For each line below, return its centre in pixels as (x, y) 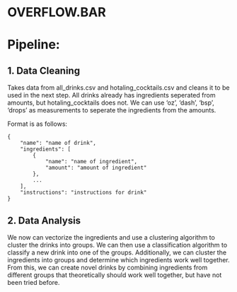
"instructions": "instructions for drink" (83, 193)
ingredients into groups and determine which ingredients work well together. (118, 260)
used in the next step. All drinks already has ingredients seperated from (111, 95)
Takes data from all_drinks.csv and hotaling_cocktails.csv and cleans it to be (118, 88)
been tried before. (34, 282)
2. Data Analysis (44, 220)
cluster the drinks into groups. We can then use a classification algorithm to (117, 245)
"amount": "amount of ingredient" (96, 168)
